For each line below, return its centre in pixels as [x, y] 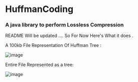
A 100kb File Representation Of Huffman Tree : [53, 45]
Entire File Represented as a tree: [39, 65]
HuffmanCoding [39, 9]
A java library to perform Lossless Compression [64, 25]
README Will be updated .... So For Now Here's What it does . [69, 35]
